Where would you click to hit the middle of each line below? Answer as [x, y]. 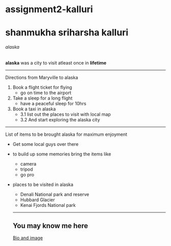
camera [28, 164]
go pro [27, 174]
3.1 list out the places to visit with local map [65, 114]
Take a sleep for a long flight [42, 98]
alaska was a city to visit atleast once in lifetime [56, 63]
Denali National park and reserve [55, 194]
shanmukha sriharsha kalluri [67, 33]
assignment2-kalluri [49, 9]
